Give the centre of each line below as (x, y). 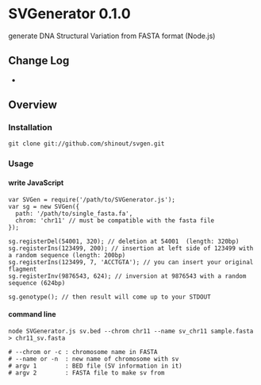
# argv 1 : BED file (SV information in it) (95, 366)
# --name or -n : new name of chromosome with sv (94, 359)
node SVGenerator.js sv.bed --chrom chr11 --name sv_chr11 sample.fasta (131, 331)
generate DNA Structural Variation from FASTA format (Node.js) (112, 36)
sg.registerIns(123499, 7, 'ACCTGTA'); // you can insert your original (131, 262)
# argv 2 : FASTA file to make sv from (86, 373)
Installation (31, 128)
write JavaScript (36, 183)
